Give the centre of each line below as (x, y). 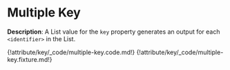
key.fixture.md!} (30, 59)
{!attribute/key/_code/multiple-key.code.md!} (71, 52)
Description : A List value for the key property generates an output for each (114, 32)
